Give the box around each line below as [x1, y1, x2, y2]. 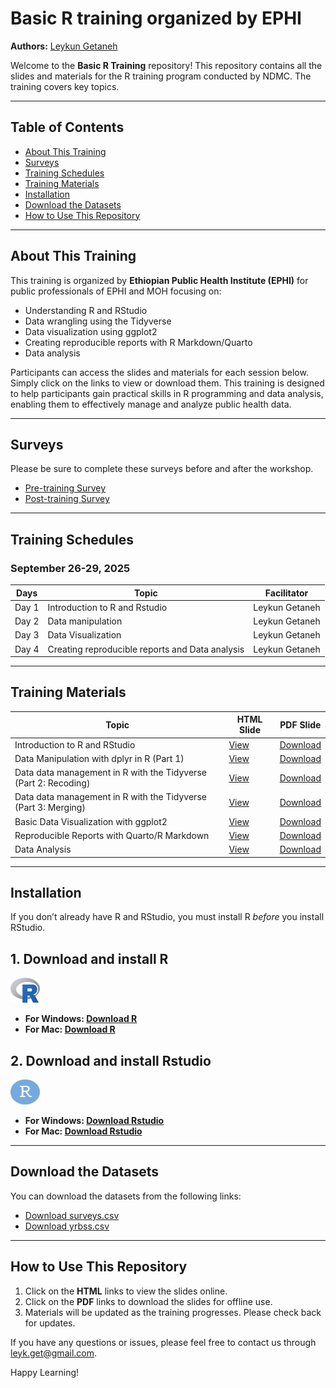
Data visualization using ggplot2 [24, 325, 158, 337]
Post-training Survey [24, 493, 110, 505]
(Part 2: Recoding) [14, 777, 91, 789]
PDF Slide [279, 718, 322, 731]
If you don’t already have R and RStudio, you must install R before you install [10, 911, 325, 923]
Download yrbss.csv [24, 1220, 110, 1232]
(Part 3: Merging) [14, 802, 86, 814]
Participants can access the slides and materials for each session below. [10, 366, 309, 378]
